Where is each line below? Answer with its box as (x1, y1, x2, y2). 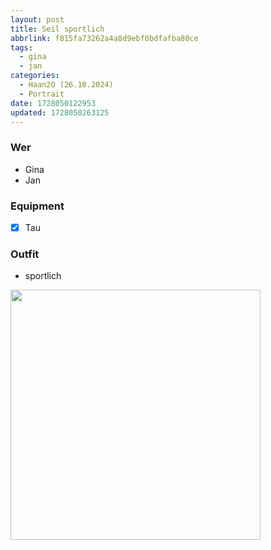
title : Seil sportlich (10, 24, 105, 34)
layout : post (10, 14, 65, 25)
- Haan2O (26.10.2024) (19, 80, 114, 90)
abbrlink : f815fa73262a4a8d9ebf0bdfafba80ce (10, 33, 199, 43)
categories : (10, 71, 60, 81)
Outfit (10, 247, 40, 261)
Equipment (10, 199, 65, 213)
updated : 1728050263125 (10, 107, 110, 118)
